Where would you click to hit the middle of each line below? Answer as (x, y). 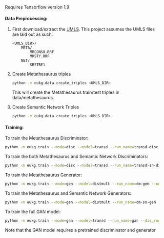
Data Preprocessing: (26, 18)
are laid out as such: (32, 34)
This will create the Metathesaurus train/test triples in (66, 92)
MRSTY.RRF (40, 56)
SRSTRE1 (38, 65)
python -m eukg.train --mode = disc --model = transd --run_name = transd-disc (82, 147)
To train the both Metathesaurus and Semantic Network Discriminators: (77, 157)
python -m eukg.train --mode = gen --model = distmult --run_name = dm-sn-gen (81, 202)
